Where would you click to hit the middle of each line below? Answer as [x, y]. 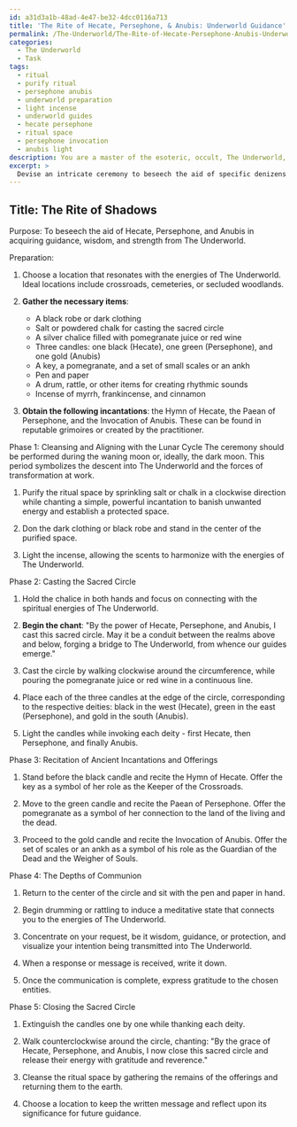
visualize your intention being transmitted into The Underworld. [137, 946]
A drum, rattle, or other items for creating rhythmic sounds [141, 385]
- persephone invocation [63, 141]
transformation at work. [52, 476]
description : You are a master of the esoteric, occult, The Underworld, [148, 157]
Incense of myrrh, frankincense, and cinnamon [120, 394]
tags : [19, 67]
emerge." [38, 654]
